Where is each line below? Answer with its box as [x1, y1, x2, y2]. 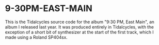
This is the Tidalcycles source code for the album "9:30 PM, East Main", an [5, 19, 155, 25]
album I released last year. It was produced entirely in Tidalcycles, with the [5, 24, 154, 30]
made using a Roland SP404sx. [5, 34, 68, 40]
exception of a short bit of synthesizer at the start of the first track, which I [5, 29, 154, 35]
